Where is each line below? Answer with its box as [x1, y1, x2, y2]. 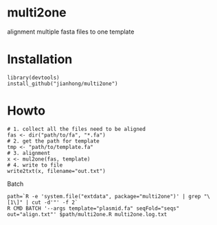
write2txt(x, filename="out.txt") [7, 167, 106, 174]
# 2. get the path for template [7, 137, 100, 145]
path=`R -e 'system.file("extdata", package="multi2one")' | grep [7, 193, 201, 200]
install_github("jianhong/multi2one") [7, 80, 118, 87]
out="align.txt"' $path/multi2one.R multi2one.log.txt [7, 211, 168, 217]
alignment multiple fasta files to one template [7, 27, 135, 36]
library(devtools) [7, 74, 60, 81]
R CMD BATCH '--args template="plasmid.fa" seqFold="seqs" [7, 204, 180, 212]
